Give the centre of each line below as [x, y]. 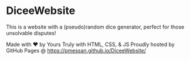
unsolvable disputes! [31, 33]
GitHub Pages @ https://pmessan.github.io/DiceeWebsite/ [76, 50]
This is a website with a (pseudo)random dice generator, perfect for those [95, 27]
